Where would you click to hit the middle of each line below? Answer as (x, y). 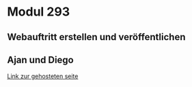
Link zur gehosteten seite (43, 76)
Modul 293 (39, 12)
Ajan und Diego (40, 59)
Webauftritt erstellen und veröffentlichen (96, 37)
